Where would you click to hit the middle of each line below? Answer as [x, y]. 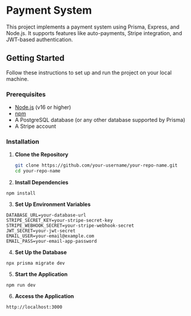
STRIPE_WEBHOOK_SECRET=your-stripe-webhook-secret [70, 226]
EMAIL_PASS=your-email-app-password [51, 242]
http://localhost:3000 [34, 307]
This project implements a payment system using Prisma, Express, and [93, 27]
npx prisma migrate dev [36, 263]
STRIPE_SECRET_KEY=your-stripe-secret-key [60, 221]
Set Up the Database [41, 252]
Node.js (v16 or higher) [43, 107]
